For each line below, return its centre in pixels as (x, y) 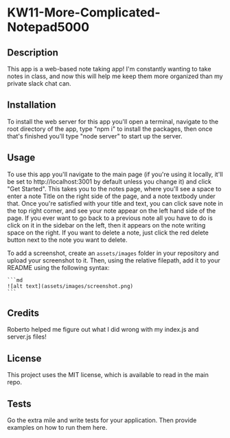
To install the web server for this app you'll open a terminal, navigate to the (113, 121)
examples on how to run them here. (57, 428)
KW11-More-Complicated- (84, 13)
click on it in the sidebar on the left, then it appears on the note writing (106, 225)
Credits (23, 313)
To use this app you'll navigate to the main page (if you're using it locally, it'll (115, 174)
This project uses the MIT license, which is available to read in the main (108, 375)
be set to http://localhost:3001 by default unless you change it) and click (109, 181)
